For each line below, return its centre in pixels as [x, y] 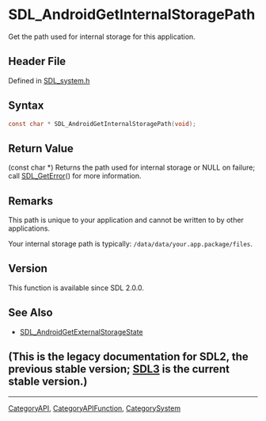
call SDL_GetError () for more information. [75, 176]
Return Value [41, 148]
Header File [37, 61]
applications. [29, 228]
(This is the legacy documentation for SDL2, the [128, 357]
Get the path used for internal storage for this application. [102, 36]
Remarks [31, 201]
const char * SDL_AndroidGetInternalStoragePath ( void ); [102, 124]
